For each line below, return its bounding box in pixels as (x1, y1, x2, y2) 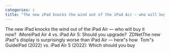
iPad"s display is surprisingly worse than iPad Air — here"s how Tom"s (5, 36, 154, 43)
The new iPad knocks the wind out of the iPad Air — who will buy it (5, 26, 145, 32)
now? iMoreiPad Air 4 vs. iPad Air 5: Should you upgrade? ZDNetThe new (5, 31, 161, 37)
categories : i (5, 7, 35, 13)
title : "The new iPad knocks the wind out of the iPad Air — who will (5, 12, 157, 17)
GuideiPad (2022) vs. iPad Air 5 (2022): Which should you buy (5, 42, 136, 48)
